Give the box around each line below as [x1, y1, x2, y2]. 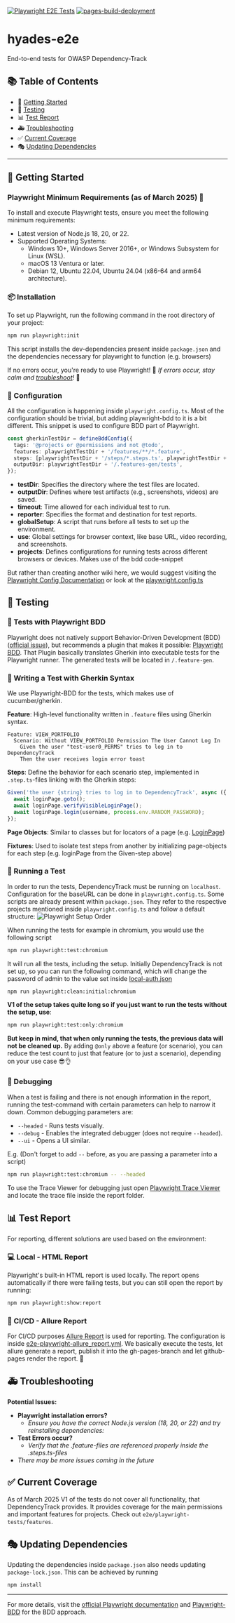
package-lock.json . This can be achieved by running [7, 1568, 159, 1577]
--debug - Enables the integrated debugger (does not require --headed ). [17, 1128, 223, 1137]
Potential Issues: [7, 1397, 57, 1406]
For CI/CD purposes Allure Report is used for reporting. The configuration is [7, 1332, 226, 1340]
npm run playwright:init [7, 332, 80, 339]
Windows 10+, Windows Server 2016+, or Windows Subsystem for [27, 244, 220, 253]
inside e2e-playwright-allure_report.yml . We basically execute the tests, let [7, 1340, 223, 1348]
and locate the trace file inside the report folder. [7, 1191, 145, 1199]
